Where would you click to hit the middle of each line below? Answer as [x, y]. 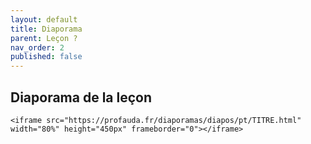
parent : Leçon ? [44, 38]
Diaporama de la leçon [81, 97]
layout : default [44, 19]
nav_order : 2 [37, 47]
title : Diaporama [46, 29]
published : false [46, 57]
